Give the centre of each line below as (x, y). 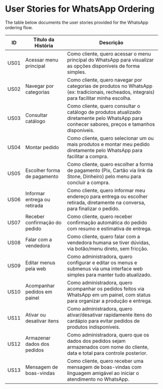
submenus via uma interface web (105, 269)
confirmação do (43, 222)
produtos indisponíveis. (94, 327)
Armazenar (38, 338)
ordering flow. (19, 27)
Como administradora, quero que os (108, 335)
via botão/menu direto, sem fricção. (108, 249)
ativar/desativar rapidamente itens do (110, 315)
